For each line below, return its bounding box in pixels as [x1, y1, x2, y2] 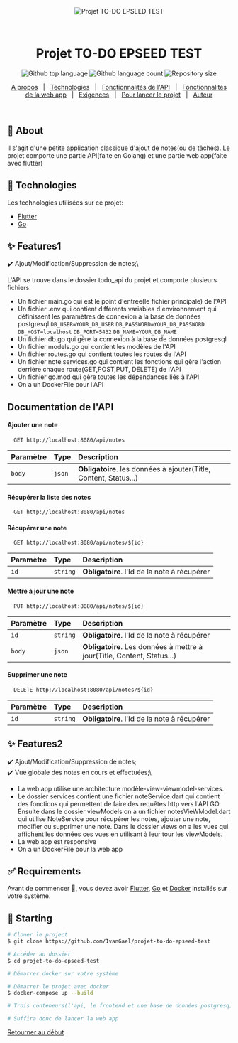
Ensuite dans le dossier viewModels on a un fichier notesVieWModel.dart [17, 807, 231, 815]
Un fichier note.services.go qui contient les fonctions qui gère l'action [17, 358, 222, 366]
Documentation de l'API [7, 401, 114, 413]
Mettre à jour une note [7, 587, 74, 595]
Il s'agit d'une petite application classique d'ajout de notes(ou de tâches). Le [7, 144, 230, 152]
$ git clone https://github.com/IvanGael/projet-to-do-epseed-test [7, 938, 211, 945]
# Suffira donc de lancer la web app [7, 1015, 119, 1022]
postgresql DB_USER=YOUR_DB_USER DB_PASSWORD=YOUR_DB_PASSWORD [17, 320, 205, 328]
